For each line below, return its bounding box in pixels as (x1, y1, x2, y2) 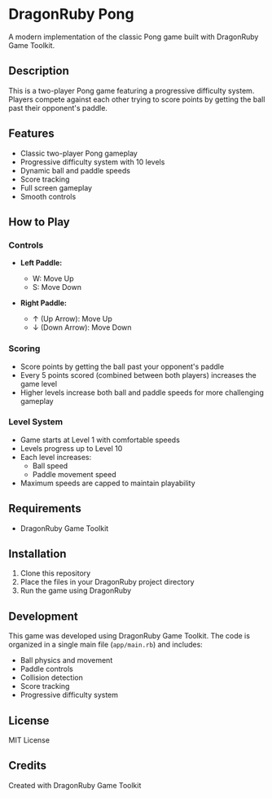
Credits (8, 759, 47, 773)
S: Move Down (32, 283, 81, 292)
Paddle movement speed (32, 469, 116, 479)
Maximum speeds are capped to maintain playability (20, 478, 195, 488)
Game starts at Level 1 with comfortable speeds (20, 435, 181, 445)
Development (8, 609, 79, 623)
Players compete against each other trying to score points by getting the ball (8, 94, 265, 104)
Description (8, 64, 69, 78)
